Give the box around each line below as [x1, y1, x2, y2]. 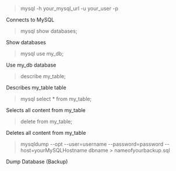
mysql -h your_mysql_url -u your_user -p [20, 5, 118, 12]
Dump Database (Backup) [6, 158, 68, 165]
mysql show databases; [20, 27, 78, 34]
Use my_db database [6, 61, 57, 68]
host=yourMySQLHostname [20, 147, 87, 153]
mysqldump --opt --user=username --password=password [20, 141, 164, 148]
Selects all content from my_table [6, 107, 86, 113]
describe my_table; [20, 73, 66, 79]
